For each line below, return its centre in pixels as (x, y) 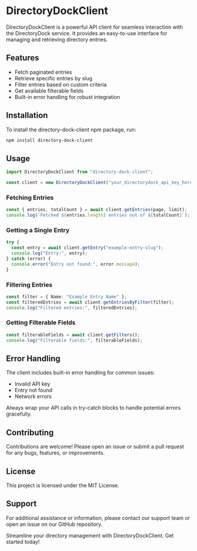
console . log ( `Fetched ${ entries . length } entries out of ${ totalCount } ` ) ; (98, 215)
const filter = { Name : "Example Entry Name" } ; (67, 297)
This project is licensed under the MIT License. (63, 485)
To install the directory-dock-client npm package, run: (71, 130)
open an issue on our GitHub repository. (54, 524)
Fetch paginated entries (43, 72)
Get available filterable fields (49, 91)
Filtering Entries (29, 284)
